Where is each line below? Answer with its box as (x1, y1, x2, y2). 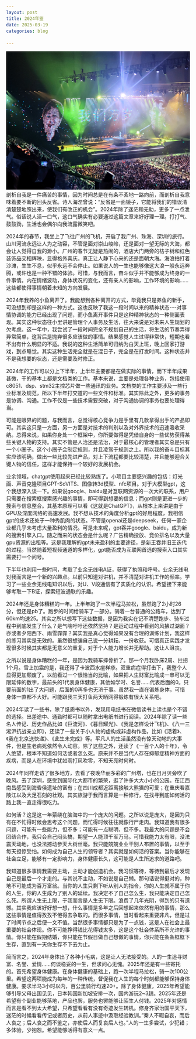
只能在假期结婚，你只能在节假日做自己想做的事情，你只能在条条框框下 (21, 934, 190, 941)
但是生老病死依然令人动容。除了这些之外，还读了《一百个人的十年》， (16, 743, 183, 750)
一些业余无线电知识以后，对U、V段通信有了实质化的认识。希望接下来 (16, 580, 183, 588)
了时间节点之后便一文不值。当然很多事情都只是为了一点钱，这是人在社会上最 (6, 919, 190, 926)
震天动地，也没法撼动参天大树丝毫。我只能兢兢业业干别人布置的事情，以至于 (6, 840, 190, 847)
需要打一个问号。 (6, 553, 47, 560)
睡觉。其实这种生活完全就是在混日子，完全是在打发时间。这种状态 (26, 348, 185, 355)
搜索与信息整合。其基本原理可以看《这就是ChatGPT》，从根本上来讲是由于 (6, 503, 184, 510)
